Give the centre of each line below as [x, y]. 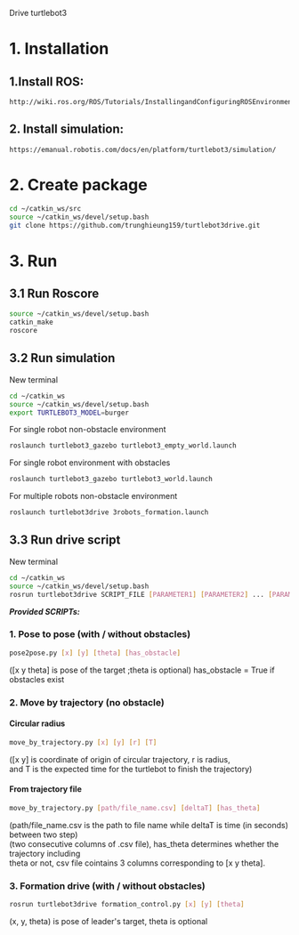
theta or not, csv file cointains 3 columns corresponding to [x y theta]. [137, 863]
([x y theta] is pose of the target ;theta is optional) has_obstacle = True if [142, 670]
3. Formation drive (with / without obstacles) [108, 886]
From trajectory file [45, 789]
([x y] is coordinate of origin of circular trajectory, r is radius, [120, 759]
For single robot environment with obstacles [90, 463]
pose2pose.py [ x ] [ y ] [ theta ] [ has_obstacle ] [95, 653]
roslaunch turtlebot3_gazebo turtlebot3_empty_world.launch [123, 446]
